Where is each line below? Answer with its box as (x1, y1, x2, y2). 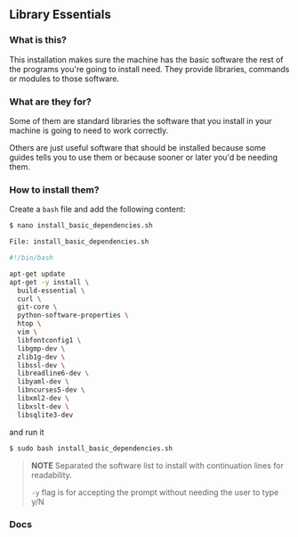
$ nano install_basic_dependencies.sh (9, 221, 153, 230)
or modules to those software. (9, 73, 120, 84)
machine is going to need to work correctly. (9, 125, 169, 136)
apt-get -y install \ (9, 277, 90, 286)
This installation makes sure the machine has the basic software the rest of (9, 54, 284, 65)
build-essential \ (17, 285, 86, 295)
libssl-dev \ (17, 360, 66, 369)
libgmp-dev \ (17, 343, 66, 353)
